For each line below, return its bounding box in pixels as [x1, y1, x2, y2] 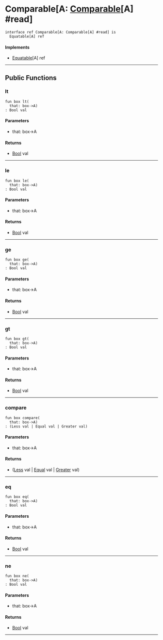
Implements [5, 44, 30, 50]
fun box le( [5, 178, 29, 183]
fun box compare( [5, 415, 40, 420]
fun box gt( [5, 336, 29, 341]
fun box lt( [5, 99, 29, 104]
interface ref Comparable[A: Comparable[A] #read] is [5, 30, 116, 34]
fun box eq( [5, 494, 29, 499]
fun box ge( [5, 257, 29, 263]
